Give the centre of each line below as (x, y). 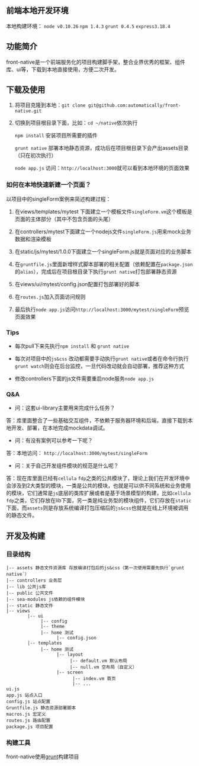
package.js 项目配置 (30, 727)
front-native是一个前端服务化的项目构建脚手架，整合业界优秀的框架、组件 (96, 62)
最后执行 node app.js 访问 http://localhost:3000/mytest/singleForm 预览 (102, 309)
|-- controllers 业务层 (34, 581)
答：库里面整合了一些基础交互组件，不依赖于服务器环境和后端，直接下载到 (97, 421)
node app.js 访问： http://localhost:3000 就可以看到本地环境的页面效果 (102, 168)
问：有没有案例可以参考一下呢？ (54, 441)
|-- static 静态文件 (30, 606)
